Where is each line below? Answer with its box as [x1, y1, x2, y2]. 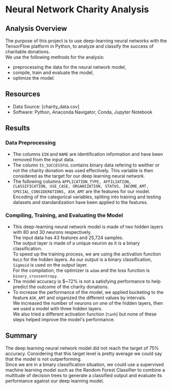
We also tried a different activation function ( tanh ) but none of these [12, 311, 157, 317]
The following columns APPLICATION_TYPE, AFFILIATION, [12, 178, 131, 184]
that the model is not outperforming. [5, 356, 82, 362]
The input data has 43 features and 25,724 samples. [12, 234, 124, 240]
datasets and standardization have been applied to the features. [12, 199, 148, 205]
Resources [5, 90, 41, 99]
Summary [5, 331, 37, 340]
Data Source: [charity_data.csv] [12, 103, 80, 109]
